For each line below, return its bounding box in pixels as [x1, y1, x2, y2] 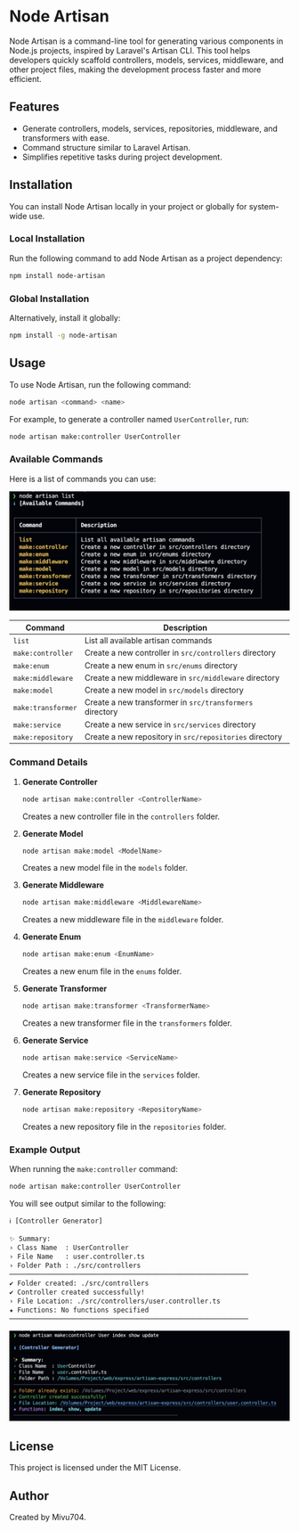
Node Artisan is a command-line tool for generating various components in [9, 36, 284, 46]
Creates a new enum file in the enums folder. [21, 966, 182, 977]
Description [163, 622, 207, 633]
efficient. [9, 73, 42, 84]
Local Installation [9, 233, 85, 245]
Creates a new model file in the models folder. [21, 863, 189, 873]
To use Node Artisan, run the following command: [9, 379, 191, 389]
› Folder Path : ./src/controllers [9, 1261, 141, 1270]
